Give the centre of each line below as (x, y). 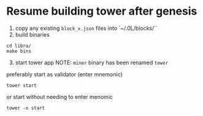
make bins (19, 51)
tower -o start (26, 108)
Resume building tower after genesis (102, 11)
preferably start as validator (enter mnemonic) (64, 74)
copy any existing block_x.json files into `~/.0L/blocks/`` (86, 28)
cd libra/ (19, 46)
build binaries (33, 34)
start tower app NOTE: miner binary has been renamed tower (92, 62)
